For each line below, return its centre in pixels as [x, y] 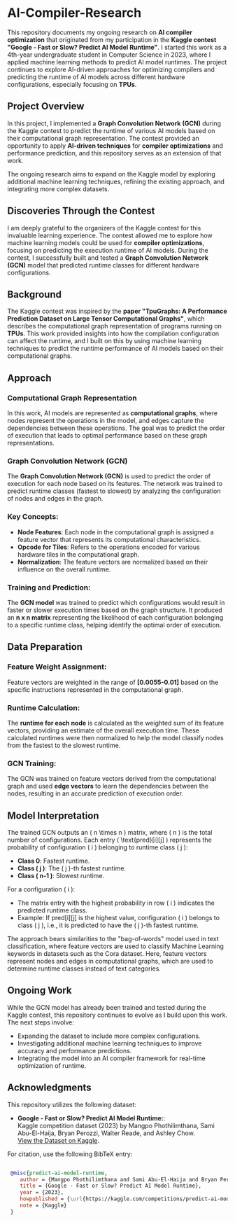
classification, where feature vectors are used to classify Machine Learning [115, 946]
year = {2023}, [42, 1193]
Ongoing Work [40, 991]
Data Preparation [45, 647]
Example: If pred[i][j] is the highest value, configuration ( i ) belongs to [119, 918]
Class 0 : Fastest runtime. [54, 861]
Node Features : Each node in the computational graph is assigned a [116, 532]
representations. [31, 443]
